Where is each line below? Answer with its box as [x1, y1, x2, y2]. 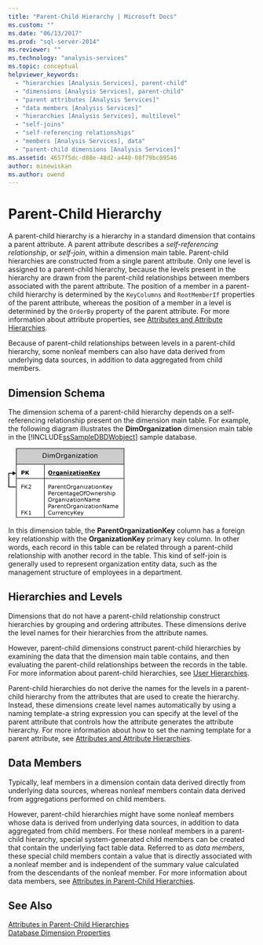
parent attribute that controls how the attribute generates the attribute [8, 717, 234, 726]
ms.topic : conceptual [8, 63, 79, 71]
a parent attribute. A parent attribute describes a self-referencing [8, 240, 218, 249]
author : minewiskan [8, 162, 72, 170]
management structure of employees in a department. [8, 567, 183, 577]
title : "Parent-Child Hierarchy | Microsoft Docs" [8, 13, 177, 20]
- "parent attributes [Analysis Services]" [15, 95, 159, 104]
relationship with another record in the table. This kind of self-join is [8, 551, 228, 560]
